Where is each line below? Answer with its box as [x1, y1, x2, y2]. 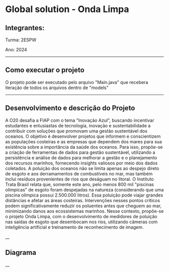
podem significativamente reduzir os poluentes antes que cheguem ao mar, [5, 203, 162, 209]
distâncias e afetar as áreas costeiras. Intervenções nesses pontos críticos [5, 197, 160, 203]
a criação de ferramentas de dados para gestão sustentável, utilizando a [5, 149, 155, 155]
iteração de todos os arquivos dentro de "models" [5, 84, 109, 90]
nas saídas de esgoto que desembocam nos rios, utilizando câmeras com [5, 219, 158, 225]
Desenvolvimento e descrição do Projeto [5, 104, 135, 113]
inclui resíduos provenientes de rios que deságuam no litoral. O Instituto [5, 176, 154, 182]
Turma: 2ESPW [5, 37, 37, 43]
